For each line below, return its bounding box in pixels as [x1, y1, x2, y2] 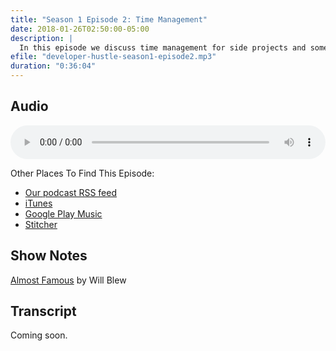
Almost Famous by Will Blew [10, 274, 127, 286]
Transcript [10, 303, 77, 320]
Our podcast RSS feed [24, 186, 118, 198]
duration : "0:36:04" [10, 61, 97, 71]
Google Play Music [24, 207, 103, 220]
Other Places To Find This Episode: [10, 167, 155, 179]
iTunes [24, 197, 53, 209]
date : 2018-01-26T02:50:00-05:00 [10, 24, 150, 34]
